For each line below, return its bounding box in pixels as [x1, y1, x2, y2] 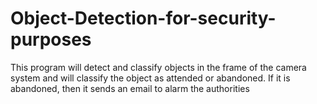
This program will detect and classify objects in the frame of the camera [10, 61, 307, 73]
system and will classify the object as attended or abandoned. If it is [10, 72, 291, 84]
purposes [10, 28, 92, 51]
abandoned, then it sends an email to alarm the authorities [10, 82, 250, 94]
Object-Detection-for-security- [10, 7, 277, 30]
